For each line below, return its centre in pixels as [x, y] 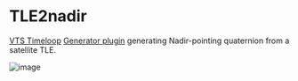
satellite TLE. [32, 49]
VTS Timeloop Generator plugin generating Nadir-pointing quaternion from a [149, 40]
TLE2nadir [48, 16]
